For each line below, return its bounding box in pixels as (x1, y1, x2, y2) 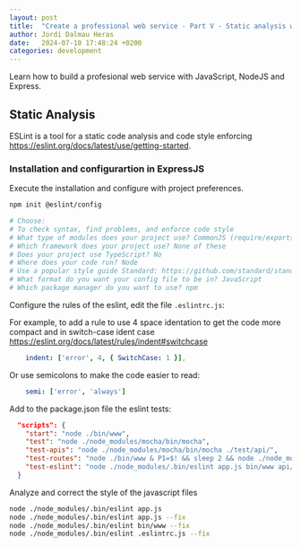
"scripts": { (17, 420, 66, 429)
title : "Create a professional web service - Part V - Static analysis (9, 22, 287, 31)
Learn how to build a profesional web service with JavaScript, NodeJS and (9, 71, 285, 82)
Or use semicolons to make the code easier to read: (9, 369, 200, 380)
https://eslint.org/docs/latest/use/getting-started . (9, 140, 192, 151)
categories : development (9, 47, 102, 56)
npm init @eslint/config (9, 200, 102, 209)
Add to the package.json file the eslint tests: (9, 403, 172, 414)
